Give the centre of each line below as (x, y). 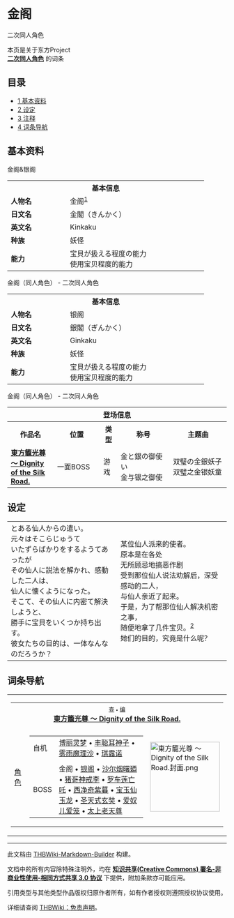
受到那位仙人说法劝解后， (163, 575)
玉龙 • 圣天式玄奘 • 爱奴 (98, 800)
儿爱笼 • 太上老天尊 (91, 811)
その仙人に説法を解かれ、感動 (60, 570)
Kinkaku (83, 227)
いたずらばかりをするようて (56, 549)
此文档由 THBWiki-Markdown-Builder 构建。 (71, 854)
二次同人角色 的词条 (36, 58)
